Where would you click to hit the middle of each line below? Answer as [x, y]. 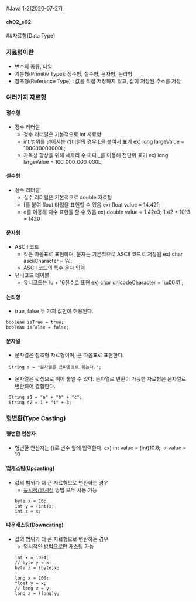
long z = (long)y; [37, 593]
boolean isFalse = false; [37, 327]
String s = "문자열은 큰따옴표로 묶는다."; [55, 367]
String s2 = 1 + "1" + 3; [40, 403]
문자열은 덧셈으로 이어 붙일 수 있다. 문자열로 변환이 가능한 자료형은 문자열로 [100, 379]
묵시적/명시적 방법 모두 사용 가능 [60, 490]
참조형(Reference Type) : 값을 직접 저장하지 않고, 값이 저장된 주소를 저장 [98, 81]
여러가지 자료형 [26, 97]
